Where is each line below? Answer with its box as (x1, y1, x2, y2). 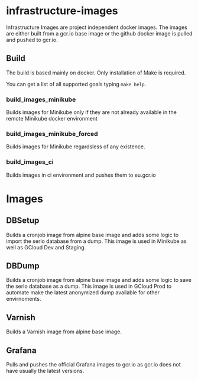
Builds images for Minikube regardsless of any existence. (6, 143, 145, 150)
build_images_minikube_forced (6, 129, 99, 138)
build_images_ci (6, 158, 54, 166)
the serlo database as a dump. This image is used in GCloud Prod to (6, 282, 172, 290)
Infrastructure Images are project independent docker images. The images (6, 24, 188, 31)
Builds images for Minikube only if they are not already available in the (6, 109, 177, 116)
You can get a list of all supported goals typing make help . (6, 80, 147, 87)
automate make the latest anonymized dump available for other (6, 289, 160, 296)
